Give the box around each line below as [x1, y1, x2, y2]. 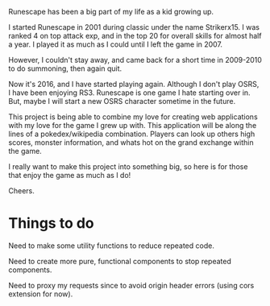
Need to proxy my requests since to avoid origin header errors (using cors [8, 280, 255, 290]
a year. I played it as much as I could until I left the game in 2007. [8, 39, 223, 49]
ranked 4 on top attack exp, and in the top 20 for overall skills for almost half [8, 31, 262, 40]
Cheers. [8, 186, 35, 196]
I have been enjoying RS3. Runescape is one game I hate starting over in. [8, 88, 251, 97]
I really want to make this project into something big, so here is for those [8, 162, 248, 172]
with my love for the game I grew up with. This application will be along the [8, 121, 257, 130]
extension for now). [8, 289, 73, 299]
